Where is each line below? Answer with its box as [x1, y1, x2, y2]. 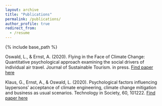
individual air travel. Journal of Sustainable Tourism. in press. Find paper [5, 64, 154, 70]
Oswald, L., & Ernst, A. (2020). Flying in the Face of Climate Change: [5, 54, 145, 60]
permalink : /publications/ [5, 16, 61, 21]
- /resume [9, 30, 30, 35]
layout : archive [5, 7, 39, 12]
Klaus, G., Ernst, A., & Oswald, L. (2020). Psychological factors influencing [5, 79, 158, 85]
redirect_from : [5, 26, 37, 31]
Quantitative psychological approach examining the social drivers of [5, 59, 145, 65]
